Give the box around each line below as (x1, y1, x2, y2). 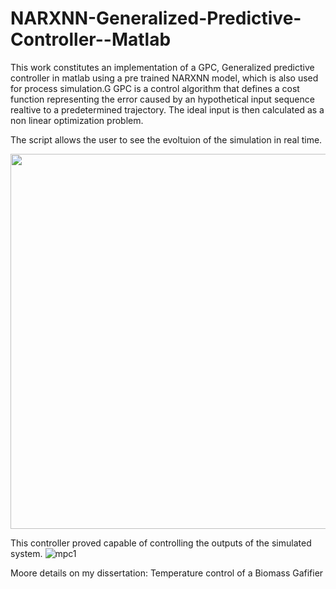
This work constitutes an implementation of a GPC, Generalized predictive (10, 61, 315, 73)
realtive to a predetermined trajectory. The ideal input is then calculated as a (10, 103, 325, 116)
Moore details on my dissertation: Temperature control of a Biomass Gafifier (10, 567, 324, 579)
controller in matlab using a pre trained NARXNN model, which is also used (10, 72, 319, 84)
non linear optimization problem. (10, 114, 144, 126)
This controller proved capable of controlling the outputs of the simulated (10, 537, 312, 549)
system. (10, 547, 43, 559)
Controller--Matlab (10, 28, 172, 51)
